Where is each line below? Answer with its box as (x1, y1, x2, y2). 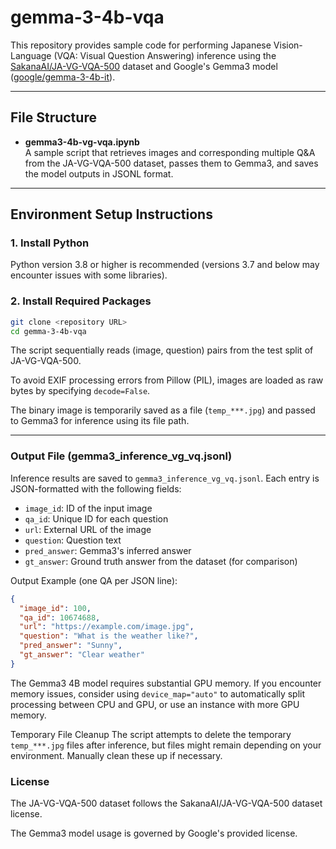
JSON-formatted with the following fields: (10, 482, 182, 495)
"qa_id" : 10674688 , (19, 612, 101, 623)
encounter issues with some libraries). (10, 269, 168, 281)
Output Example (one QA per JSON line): (10, 574, 178, 586)
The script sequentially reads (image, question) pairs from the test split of (10, 344, 314, 356)
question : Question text (24, 534, 122, 546)
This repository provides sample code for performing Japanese (10, 39, 272, 51)
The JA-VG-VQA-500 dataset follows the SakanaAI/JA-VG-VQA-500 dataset (10, 797, 323, 810)
